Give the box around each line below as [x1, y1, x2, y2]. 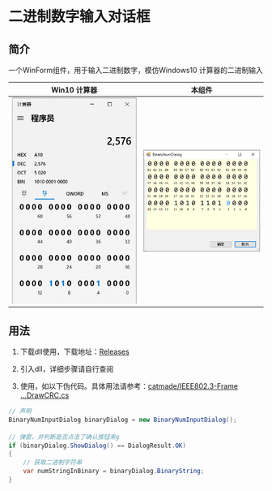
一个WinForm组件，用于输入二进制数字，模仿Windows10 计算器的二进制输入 [8, 66, 263, 75]
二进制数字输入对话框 [8, 7, 151, 26]
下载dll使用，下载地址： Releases [19, 347, 130, 357]
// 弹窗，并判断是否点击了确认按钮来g [8, 433, 120, 441]
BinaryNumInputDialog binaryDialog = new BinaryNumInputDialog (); [8, 416, 237, 424]
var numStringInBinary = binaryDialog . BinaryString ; [23, 467, 205, 476]
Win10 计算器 [51, 84, 98, 94]
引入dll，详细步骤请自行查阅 [19, 364, 114, 374]
